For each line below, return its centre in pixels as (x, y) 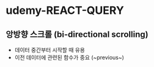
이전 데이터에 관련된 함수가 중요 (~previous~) (69, 57)
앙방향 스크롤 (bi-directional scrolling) (77, 34)
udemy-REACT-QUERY (65, 11)
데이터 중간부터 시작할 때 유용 (50, 50)
